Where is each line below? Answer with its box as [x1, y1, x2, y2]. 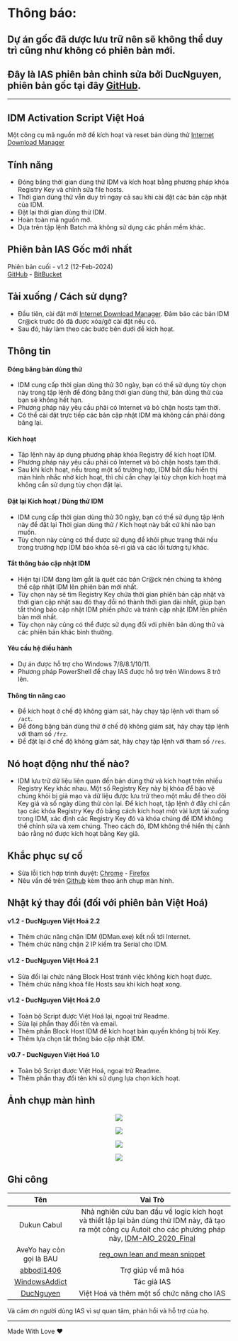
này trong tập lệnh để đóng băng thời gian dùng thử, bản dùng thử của [17, 389, 223, 397]
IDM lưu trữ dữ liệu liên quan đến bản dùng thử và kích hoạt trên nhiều [17, 776, 222, 786]
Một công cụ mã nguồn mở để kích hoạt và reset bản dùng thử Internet [7, 131, 215, 139]
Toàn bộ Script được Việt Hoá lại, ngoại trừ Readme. [17, 1011, 170, 1020]
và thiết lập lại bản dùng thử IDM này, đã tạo [79, 1215, 225, 1225]
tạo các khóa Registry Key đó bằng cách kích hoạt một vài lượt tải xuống [17, 807, 229, 815]
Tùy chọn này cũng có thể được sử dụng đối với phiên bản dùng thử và [17, 620, 225, 629]
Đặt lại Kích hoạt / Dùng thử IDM [7, 497, 104, 506]
